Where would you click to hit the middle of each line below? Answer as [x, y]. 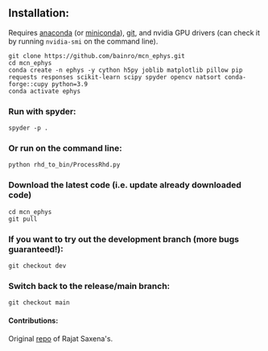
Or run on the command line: [65, 148]
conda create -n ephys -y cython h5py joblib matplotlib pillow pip [126, 70]
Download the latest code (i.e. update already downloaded [125, 185]
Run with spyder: [42, 111]
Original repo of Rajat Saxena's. [61, 338]
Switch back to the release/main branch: [89, 286]
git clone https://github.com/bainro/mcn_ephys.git [97, 56]
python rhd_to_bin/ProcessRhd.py [64, 165]
